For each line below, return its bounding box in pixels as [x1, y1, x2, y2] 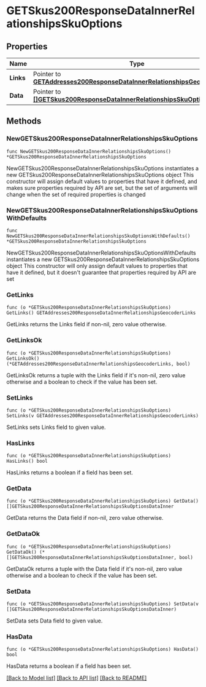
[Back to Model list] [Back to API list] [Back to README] [6, 674, 147, 682]
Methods [6, 116, 42, 127]
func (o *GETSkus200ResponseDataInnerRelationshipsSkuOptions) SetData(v [6, 601, 199, 607]
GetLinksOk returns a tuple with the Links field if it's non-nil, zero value [6, 371, 186, 379]
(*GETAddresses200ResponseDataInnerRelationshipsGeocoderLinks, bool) [6, 361, 191, 367]
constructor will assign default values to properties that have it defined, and [6, 178, 197, 185]
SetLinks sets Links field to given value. [6, 423, 106, 431]
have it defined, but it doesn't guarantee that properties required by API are [6, 269, 196, 276]
